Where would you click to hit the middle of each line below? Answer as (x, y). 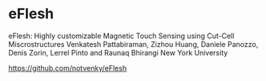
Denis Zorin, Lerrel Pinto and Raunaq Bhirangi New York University (118, 52)
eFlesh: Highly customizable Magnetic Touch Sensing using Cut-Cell (121, 36)
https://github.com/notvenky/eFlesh (67, 67)
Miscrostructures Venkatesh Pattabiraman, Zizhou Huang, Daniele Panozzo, (133, 44)
